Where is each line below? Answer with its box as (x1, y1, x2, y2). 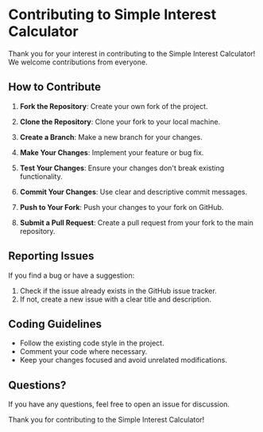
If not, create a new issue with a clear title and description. (19, 294, 212, 304)
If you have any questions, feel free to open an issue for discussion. (8, 399, 230, 409)
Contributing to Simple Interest (8, 6, 217, 24)
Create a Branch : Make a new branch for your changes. (19, 132, 203, 142)
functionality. (19, 171, 63, 181)
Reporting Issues (8, 249, 95, 263)
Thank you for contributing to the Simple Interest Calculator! (8, 415, 205, 425)
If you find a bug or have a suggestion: (8, 270, 135, 280)
